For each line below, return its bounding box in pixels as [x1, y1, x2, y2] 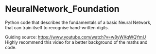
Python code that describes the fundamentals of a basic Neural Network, [5, 19, 152, 25]
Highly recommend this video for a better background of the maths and [5, 39, 148, 45]
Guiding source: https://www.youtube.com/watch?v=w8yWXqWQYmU [5, 34, 146, 40]
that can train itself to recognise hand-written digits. [5, 24, 109, 30]
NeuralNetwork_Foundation [5, 3, 120, 15]
